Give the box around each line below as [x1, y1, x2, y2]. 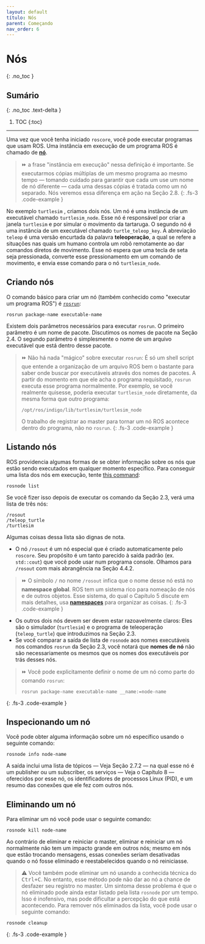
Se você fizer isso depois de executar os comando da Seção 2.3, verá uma [6, 493, 195, 501]
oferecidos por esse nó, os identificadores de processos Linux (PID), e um [6, 775, 193, 782]
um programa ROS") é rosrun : [6, 300, 81, 307]
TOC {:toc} [15, 118, 43, 125]
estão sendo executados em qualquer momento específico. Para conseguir [6, 465, 195, 472]
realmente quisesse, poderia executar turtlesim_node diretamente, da [21, 388, 197, 396]
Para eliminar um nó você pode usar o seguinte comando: [6, 816, 152, 823]
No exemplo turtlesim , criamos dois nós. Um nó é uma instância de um [6, 208, 188, 214]
